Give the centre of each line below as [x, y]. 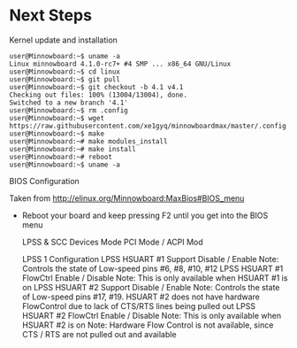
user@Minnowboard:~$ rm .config [69, 110]
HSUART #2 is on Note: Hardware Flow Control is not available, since [148, 325]
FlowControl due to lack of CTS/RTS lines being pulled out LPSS [139, 305]
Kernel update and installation [63, 40]
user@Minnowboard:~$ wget [57, 118]
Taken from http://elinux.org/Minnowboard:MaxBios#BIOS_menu [127, 198]
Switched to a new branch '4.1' [69, 103]
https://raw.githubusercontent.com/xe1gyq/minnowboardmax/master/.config [148, 126]
